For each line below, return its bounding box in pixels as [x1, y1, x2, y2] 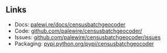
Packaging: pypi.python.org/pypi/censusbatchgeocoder [14, 40, 154, 47]
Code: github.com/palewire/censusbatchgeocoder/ [14, 27, 143, 34]
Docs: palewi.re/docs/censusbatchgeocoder [14, 20, 126, 28]
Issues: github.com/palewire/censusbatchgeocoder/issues [14, 33, 161, 41]
